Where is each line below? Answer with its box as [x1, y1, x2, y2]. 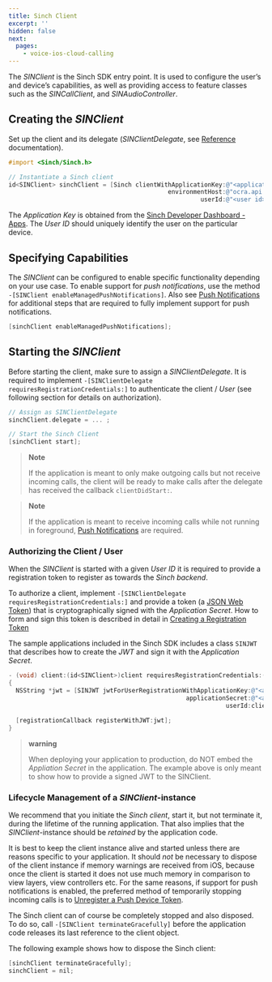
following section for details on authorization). [8, 392, 162, 402]
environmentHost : [167, 188, 227, 196]
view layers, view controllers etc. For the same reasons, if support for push [8, 877, 258, 887]
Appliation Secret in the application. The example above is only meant [28, 763, 261, 773]
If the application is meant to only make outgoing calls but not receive [28, 468, 261, 478]
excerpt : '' [8, 19, 49, 28]
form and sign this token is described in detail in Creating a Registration [8, 614, 247, 624]
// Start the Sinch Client [8, 431, 100, 439]
